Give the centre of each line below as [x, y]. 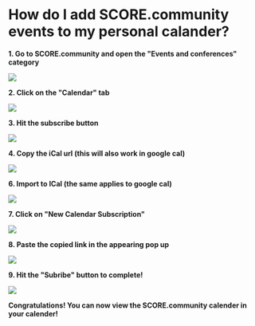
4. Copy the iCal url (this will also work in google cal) [97, 153]
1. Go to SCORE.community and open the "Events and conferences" [123, 53]
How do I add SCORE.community [119, 15]
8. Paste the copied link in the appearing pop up [89, 244]
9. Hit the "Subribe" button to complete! [76, 275]
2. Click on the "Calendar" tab [59, 92]
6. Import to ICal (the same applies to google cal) [90, 183]
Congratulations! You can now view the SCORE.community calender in [127, 305]
